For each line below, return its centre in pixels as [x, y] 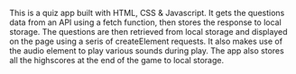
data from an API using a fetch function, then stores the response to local [145, 22]
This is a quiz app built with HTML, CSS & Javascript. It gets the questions [147, 13]
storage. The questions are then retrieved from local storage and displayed [148, 32]
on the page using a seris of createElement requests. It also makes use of [146, 41]
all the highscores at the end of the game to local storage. [116, 60]
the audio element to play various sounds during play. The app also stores [147, 51]
